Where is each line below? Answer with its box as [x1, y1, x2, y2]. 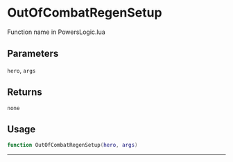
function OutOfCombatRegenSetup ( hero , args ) [7, 142, 138, 149]
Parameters [7, 48, 59, 60]
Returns [7, 87, 43, 98]
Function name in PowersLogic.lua [7, 28, 105, 36]
